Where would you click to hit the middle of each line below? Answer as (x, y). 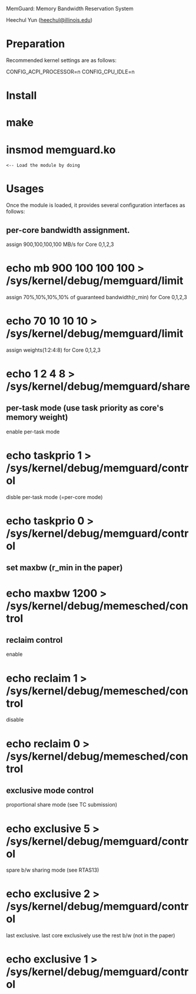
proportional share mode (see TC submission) (62, 805)
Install (21, 95)
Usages (25, 189)
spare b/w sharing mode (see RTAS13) (53, 870)
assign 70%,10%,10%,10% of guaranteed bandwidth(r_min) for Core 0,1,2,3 (97, 297)
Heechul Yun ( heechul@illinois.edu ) (49, 20)
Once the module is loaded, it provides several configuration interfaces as (96, 205)
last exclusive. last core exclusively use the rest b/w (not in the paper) (91, 935)
